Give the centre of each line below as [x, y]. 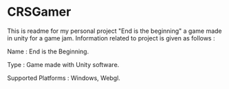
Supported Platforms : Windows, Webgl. [64, 78]
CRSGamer [39, 12]
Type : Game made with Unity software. [63, 64]
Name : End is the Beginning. [48, 51]
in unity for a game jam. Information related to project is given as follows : [111, 38]
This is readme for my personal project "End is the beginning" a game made [115, 31]
